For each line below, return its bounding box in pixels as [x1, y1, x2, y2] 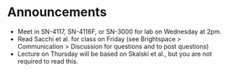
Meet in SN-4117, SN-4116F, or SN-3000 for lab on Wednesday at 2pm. [17, 27, 222, 36]
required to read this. [17, 57, 79, 65]
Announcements [7, 4, 107, 20]
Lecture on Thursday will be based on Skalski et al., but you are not [17, 50, 213, 58]
